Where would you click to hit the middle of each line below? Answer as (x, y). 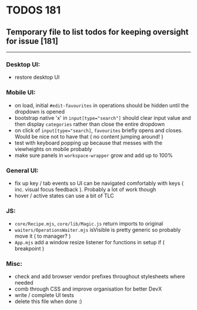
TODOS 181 (33, 10)
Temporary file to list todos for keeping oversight (97, 32)
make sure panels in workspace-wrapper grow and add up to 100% (94, 155)
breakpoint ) (29, 249)
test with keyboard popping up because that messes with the (88, 143)
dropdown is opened (40, 112)
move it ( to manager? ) (43, 236)
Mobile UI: (21, 93)
